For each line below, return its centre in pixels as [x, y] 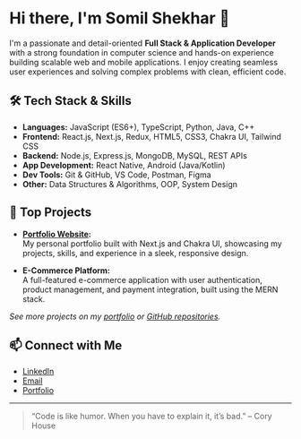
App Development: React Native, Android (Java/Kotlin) [124, 165]
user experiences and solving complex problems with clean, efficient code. [148, 72]
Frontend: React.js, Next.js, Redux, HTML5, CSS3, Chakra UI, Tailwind [152, 136]
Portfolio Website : [56, 234]
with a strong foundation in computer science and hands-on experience [142, 52]
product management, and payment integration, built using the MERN [150, 289]
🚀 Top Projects [51, 213]
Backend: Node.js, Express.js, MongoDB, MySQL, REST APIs [135, 155]
